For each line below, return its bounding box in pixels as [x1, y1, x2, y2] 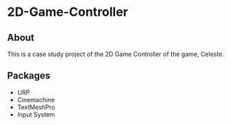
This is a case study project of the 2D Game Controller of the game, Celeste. [7, 50, 224, 58]
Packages [7, 70, 50, 81]
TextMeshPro [17, 103, 55, 111]
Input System [17, 110, 55, 118]
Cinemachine [17, 95, 55, 104]
